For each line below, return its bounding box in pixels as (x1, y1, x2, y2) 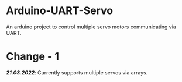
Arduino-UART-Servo (6, 4, 113, 17)
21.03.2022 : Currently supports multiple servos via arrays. (6, 69, 148, 76)
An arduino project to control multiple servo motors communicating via (6, 23, 177, 30)
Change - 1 (6, 50, 60, 63)
